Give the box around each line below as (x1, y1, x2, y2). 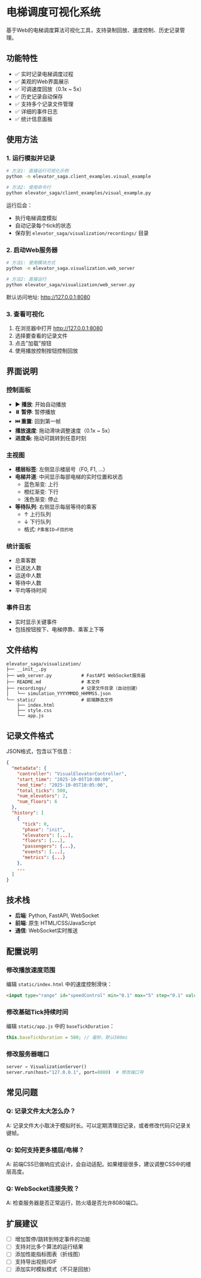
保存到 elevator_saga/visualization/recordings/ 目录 (14, 229, 149, 236)
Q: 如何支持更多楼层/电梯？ (6, 1145, 85, 1154)
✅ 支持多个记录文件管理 (14, 100, 74, 107)
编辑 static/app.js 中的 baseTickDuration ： (6, 1022, 115, 1030)
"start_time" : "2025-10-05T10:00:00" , (17, 776, 114, 782)
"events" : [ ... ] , (22, 849, 66, 855)
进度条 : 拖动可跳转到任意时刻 (14, 434, 87, 442)
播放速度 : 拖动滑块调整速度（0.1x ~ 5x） (14, 427, 114, 434)
